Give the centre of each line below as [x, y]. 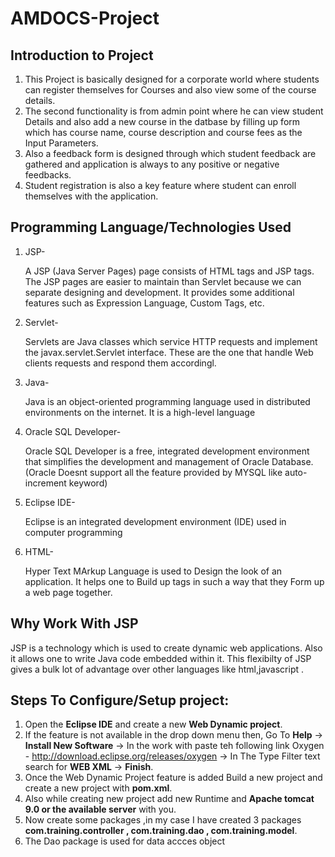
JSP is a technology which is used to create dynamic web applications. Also [166, 648]
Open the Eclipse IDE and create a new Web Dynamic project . [153, 724]
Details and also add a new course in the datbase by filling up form [162, 121]
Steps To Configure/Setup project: [120, 700]
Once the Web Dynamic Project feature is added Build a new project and [173, 778]
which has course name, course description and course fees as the [163, 132]
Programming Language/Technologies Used [151, 227]
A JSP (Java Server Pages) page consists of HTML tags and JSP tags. [169, 271]
